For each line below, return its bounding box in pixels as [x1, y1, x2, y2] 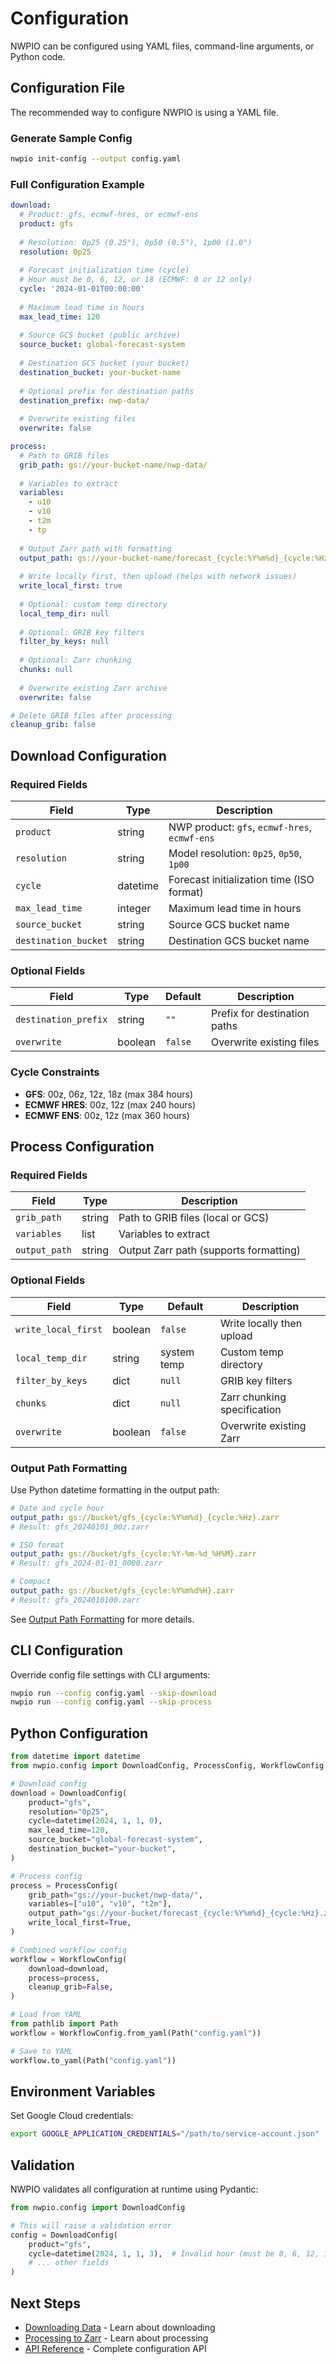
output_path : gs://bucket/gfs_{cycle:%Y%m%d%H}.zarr [10, 1586, 235, 1596]
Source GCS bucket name [168, 918, 290, 932]
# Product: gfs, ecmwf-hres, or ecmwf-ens [19, 210, 199, 220]
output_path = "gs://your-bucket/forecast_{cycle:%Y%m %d [28, 1908, 262, 1919]
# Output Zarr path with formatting [19, 543, 172, 554]
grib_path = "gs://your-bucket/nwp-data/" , [28, 1890, 203, 1900]
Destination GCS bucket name [168, 934, 310, 948]
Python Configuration [10, 1725, 149, 1742]
